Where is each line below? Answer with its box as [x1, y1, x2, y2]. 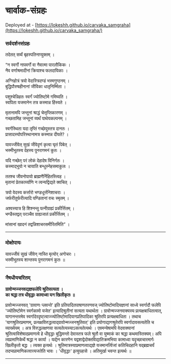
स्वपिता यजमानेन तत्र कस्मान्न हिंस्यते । [5, 100, 67, 106]
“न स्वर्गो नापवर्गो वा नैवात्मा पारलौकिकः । [5, 62, 71, 68]
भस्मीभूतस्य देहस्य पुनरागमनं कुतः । [5, 148, 62, 154]
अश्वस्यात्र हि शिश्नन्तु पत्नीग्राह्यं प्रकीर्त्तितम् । [5, 205, 75, 211]
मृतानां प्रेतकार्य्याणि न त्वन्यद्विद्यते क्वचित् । [5, 179, 72, 185]
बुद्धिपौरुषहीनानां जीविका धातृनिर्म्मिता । [5, 84, 66, 90]
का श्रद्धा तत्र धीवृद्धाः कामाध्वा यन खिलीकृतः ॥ [5, 292, 75, 298]
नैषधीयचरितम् [5, 274, 31, 281]
